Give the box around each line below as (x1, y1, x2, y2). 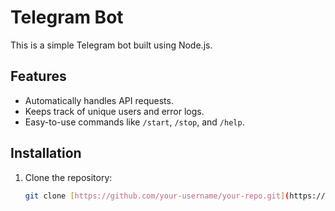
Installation (10, 145, 82, 162)
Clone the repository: (24, 171, 113, 183)
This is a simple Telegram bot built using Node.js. (10, 39, 213, 51)
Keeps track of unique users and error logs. (24, 105, 205, 117)
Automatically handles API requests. (24, 94, 174, 106)
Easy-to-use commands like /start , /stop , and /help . (24, 116, 245, 128)
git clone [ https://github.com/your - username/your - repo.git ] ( (24, 191, 290, 201)
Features (10, 68, 67, 85)
